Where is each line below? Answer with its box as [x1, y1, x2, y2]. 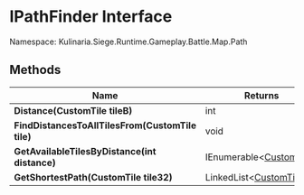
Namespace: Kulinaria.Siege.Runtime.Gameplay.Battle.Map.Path [9, 36, 248, 47]
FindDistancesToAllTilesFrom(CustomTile [14, 119, 197, 132]
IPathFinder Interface [9, 6, 173, 27]
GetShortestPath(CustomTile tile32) [14, 171, 174, 183]
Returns [243, 88, 280, 101]
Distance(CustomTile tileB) [14, 104, 133, 116]
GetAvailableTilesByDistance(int [14, 144, 157, 157]
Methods [9, 62, 62, 78]
